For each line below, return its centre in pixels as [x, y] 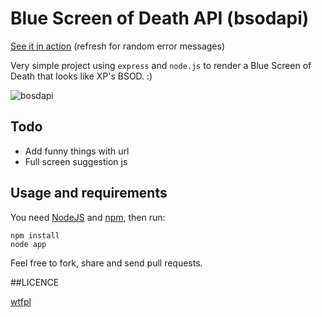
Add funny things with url [77, 151]
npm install [35, 235]
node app [28, 244]
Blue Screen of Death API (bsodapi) [160, 18]
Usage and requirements [89, 193]
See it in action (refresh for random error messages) [118, 46]
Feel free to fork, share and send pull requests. [106, 263]
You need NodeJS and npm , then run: [88, 217]
